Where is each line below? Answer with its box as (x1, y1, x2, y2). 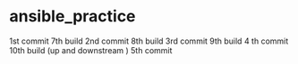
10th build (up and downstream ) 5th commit (9, 44, 173, 55)
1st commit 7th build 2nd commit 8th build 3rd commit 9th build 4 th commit (9, 36, 289, 46)
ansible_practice (9, 6, 136, 27)
